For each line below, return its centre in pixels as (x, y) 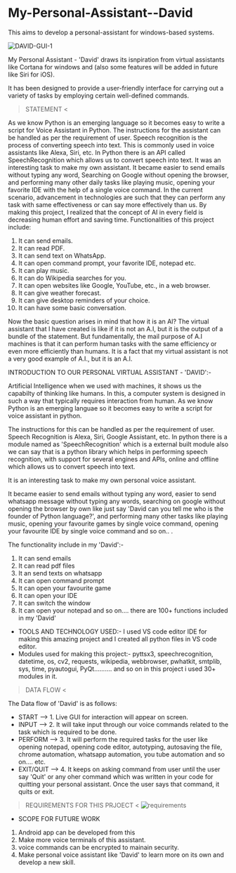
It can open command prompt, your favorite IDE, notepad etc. (107, 263)
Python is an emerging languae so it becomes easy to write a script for (110, 408)
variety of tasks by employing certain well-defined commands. (99, 95)
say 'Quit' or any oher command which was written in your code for (116, 776)
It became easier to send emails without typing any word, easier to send (112, 493)
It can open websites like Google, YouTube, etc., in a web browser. (114, 285)
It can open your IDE (48, 595)
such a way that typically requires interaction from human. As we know (111, 401)
